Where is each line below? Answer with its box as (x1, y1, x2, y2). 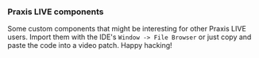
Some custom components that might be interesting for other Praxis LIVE (7, 24, 247, 34)
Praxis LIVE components (7, 6, 104, 17)
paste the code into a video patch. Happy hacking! (7, 41, 172, 50)
